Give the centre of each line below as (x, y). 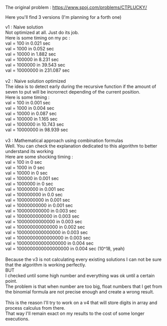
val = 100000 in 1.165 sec (31, 119)
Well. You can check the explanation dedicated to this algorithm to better (81, 146)
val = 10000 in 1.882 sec (31, 54)
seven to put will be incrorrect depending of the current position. (73, 92)
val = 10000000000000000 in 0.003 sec (48, 238)
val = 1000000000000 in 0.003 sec (42, 216)
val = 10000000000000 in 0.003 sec (44, 221)
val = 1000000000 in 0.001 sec (38, 200)
